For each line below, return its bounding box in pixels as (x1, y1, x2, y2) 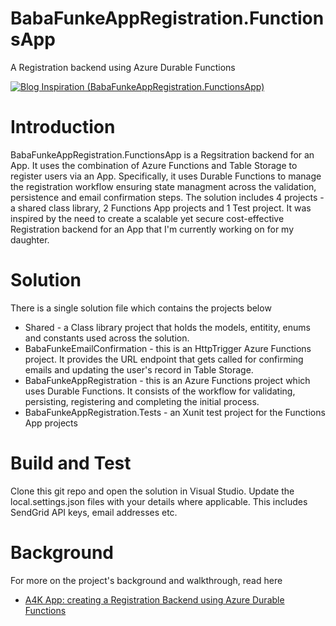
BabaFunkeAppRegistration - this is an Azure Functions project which (24, 374, 311, 386)
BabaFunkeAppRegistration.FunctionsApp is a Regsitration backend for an (10, 148, 315, 161)
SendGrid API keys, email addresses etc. (10, 506, 178, 518)
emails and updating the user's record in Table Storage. (24, 363, 254, 376)
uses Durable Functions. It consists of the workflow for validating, (24, 385, 296, 397)
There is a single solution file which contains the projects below (10, 302, 272, 314)
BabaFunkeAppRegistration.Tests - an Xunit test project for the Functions (24, 406, 326, 418)
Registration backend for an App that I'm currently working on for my (10, 223, 295, 235)
